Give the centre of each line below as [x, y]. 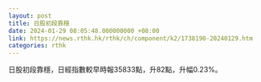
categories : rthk [37, 46]
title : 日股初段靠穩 [39, 23]
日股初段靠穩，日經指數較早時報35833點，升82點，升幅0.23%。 [115, 70]
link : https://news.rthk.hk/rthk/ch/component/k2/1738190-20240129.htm [130, 38]
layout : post [30, 16]
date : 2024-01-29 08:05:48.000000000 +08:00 [84, 31]
